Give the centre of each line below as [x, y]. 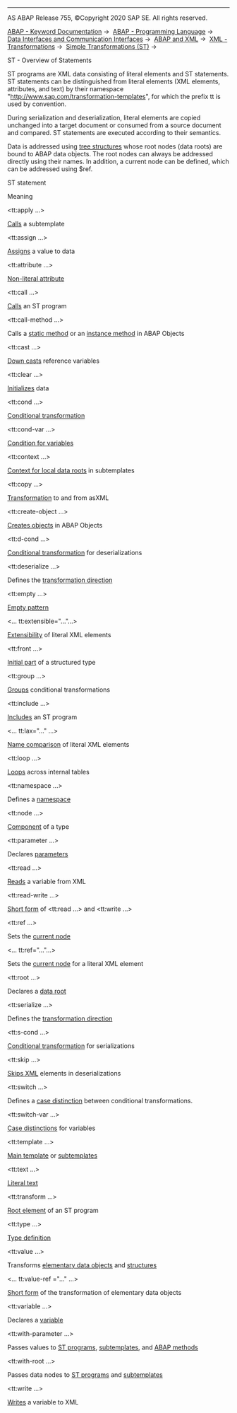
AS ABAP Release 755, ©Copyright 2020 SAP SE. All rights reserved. [108, 18]
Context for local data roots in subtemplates [71, 470]
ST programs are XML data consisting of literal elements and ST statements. [118, 74]
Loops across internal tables [48, 772]
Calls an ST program [37, 306]
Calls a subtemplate [36, 224]
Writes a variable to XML [43, 1402]
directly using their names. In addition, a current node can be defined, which [118, 161]
